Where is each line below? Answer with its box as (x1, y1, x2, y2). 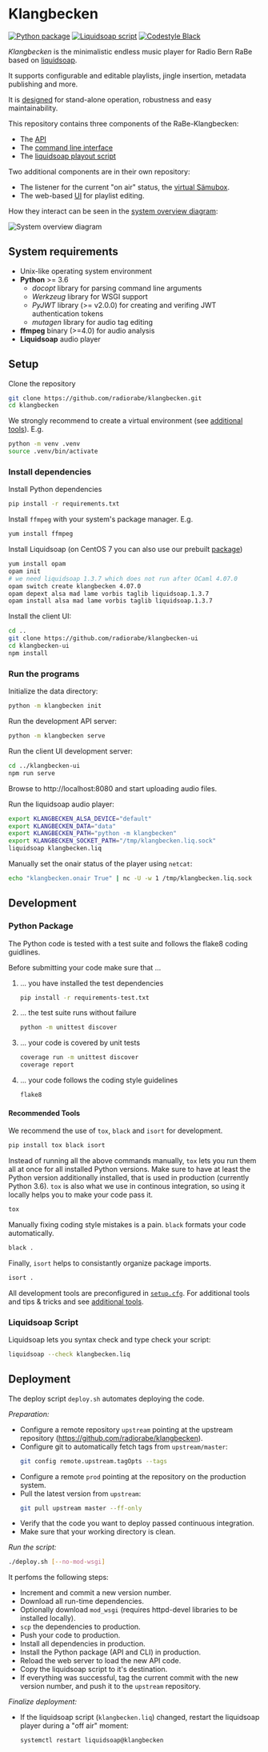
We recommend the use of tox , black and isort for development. (8, 1126, 223, 1136)
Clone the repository (8, 378, 76, 388)
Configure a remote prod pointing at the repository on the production (19, 1471, 246, 1481)
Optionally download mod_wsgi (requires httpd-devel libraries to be (19, 1605, 238, 1614)
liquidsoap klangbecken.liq (8, 845, 102, 853)
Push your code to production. (19, 1630, 121, 1640)
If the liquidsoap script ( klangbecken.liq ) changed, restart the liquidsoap (19, 1713, 260, 1722)
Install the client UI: (8, 611, 72, 621)
